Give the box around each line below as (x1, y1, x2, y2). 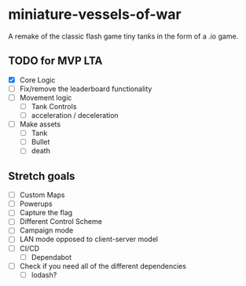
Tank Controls (31, 101, 77, 111)
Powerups (19, 199, 53, 209)
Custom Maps (19, 190, 65, 200)
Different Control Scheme (19, 217, 102, 226)
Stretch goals (8, 169, 75, 182)
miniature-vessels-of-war (8, 5, 182, 24)
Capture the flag (19, 208, 73, 218)
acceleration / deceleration (31, 111, 119, 119)
